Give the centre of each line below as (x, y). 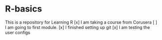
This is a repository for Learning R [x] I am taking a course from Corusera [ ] (81, 22)
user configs (18, 32)
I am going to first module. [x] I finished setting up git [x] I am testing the (78, 27)
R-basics (24, 9)
